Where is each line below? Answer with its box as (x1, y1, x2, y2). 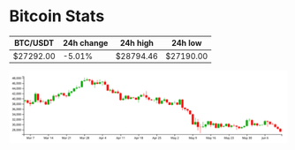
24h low (170, 38, 202, 49)
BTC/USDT (14, 38, 55, 49)
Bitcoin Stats (9, 6, 105, 26)
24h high (119, 38, 155, 49)
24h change (63, 38, 109, 49)
